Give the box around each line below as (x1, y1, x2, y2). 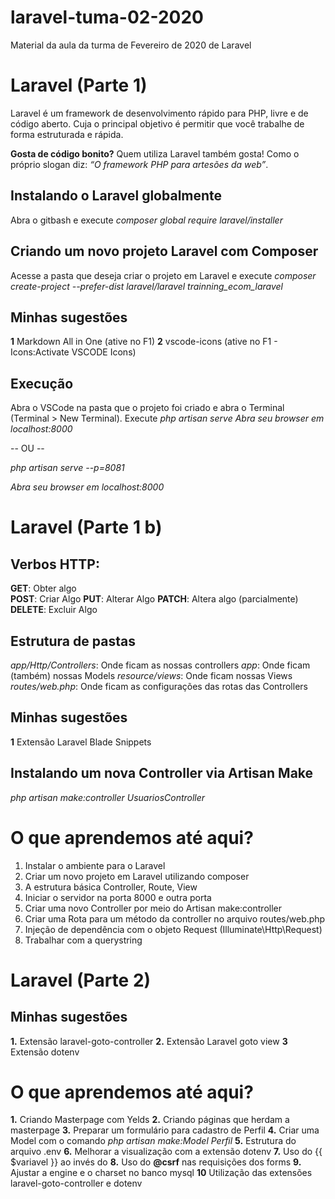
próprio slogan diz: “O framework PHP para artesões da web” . (10, 158, 269, 170)
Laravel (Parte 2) (10, 969, 152, 991)
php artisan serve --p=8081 (10, 462, 125, 474)
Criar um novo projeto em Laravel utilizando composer (24, 870, 250, 882)
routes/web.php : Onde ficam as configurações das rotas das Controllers (10, 680, 308, 692)
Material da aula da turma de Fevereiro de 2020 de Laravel (10, 39, 252, 51)
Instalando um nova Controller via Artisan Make (10, 765, 314, 782)
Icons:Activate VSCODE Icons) (10, 346, 137, 358)
